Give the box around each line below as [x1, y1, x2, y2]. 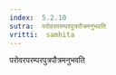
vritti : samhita [9, 30, 75, 39]
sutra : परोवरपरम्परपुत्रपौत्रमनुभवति [9, 22, 107, 31]
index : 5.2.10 [9, 13, 67, 23]
